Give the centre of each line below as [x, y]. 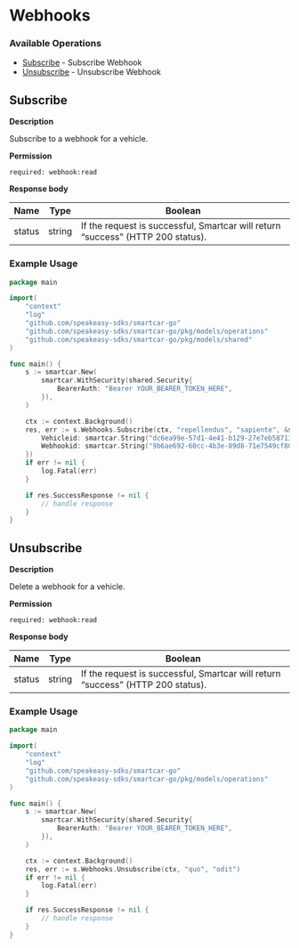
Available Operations [56, 44]
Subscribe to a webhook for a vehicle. [79, 139]
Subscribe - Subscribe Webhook [82, 62]
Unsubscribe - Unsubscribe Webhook [92, 72]
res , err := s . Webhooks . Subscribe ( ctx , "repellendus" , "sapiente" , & [157, 429]
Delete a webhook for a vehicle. [67, 587]
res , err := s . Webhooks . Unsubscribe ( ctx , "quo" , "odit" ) [133, 869]
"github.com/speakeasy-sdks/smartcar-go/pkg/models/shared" [139, 339]
